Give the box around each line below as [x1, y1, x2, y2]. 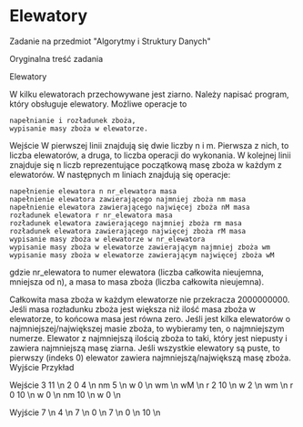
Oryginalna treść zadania [9, 53, 104, 64]
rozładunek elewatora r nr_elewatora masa [9, 211, 173, 220]
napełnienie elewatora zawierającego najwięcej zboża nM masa [9, 203, 250, 212]
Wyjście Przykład [9, 361, 75, 372]
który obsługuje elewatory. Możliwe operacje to [9, 98, 187, 109]
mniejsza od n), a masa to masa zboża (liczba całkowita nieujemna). [9, 276, 265, 287]
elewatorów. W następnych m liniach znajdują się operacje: [9, 169, 231, 180]
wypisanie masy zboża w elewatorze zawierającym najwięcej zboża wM [9, 250, 275, 260]
